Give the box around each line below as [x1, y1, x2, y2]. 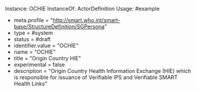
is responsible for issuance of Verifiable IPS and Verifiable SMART [13, 74, 178, 81]
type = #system [13, 29, 53, 36]
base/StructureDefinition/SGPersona [13, 23, 105, 30]
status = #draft [13, 36, 51, 42]
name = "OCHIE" [13, 48, 56, 56]
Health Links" [13, 80, 48, 87]
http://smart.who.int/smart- [52, 17, 120, 23]
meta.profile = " [13, 17, 53, 23]
